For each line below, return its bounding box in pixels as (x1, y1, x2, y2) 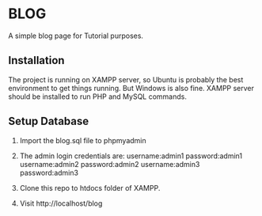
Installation (8, 54, 65, 67)
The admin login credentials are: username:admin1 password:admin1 (19, 151, 243, 161)
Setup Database (8, 115, 89, 128)
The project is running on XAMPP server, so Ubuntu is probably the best (8, 74, 244, 84)
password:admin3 (19, 168, 79, 177)
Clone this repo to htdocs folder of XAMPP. (19, 183, 161, 192)
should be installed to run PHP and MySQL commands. (8, 92, 188, 101)
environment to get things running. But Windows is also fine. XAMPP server (8, 83, 255, 93)
